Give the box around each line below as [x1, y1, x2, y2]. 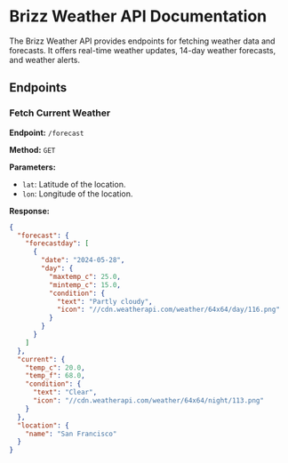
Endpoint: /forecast [9, 127, 84, 138]
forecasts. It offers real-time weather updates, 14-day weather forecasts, [9, 44, 276, 55]
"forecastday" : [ [25, 239, 90, 248]
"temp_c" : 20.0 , [25, 363, 86, 372]
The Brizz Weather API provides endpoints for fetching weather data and [9, 36, 276, 46]
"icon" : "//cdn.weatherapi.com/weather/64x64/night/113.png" [32, 396, 265, 405]
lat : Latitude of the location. [21, 179, 126, 189]
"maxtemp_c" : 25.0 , [48, 272, 122, 281]
